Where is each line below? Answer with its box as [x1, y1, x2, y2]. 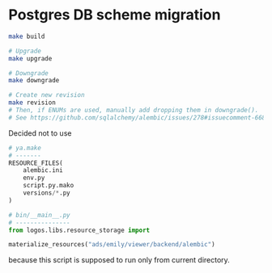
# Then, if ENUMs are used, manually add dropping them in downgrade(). [8, 107, 259, 115]
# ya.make [8, 144, 42, 152]
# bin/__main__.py [8, 211, 70, 219]
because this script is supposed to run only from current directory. [8, 255, 231, 265]
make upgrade [8, 54, 53, 62]
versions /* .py [23, 189, 70, 197]
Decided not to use [8, 128, 72, 138]
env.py [23, 174, 45, 183]
